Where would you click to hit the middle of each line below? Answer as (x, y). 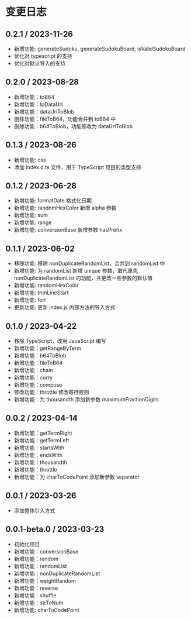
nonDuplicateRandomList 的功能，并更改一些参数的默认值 (83, 278)
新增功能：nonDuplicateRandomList (57, 573)
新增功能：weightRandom (45, 580)
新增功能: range (33, 222)
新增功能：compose (38, 385)
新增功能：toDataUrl (38, 104)
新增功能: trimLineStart (41, 293)
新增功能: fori (30, 300)
